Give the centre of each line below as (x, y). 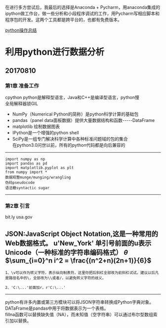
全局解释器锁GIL (22, 104)
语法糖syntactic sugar (27, 188)
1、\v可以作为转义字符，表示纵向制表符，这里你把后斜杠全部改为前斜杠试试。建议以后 (80, 273)
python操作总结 (21, 30)
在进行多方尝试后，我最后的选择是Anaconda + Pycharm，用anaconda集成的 (83, 7)
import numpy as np (25, 159)
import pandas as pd (26, 163)
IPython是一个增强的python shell (45, 132)
